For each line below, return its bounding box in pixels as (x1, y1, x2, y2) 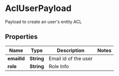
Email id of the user (49, 55, 93, 62)
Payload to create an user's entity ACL (5, 19, 82, 25)
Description (56, 47, 85, 53)
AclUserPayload (5, 3, 72, 14)
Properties (5, 33, 38, 41)
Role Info (49, 63, 69, 70)
